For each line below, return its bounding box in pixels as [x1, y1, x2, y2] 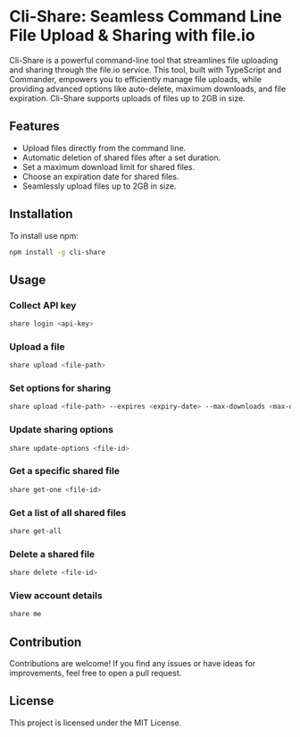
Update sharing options [9, 423, 114, 436]
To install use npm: [9, 230, 79, 241]
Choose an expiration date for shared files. [21, 171, 179, 182]
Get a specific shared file [9, 465, 121, 478]
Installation [9, 207, 73, 222]
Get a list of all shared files [9, 506, 127, 519]
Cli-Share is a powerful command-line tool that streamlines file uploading [9, 55, 279, 65]
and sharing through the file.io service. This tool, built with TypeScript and [9, 64, 282, 75]
